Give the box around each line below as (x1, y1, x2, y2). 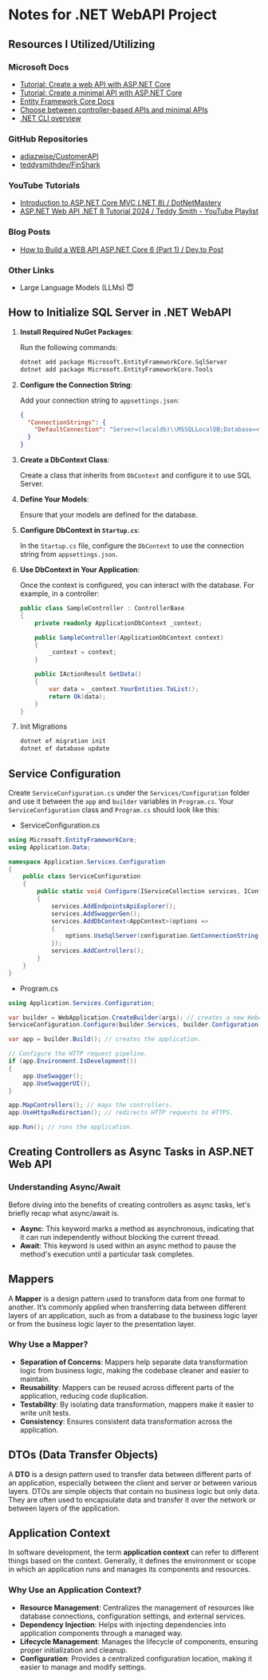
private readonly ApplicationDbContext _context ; (34, 619, 203, 627)
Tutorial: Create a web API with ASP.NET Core (19, 79, 171, 89)
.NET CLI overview (19, 113, 81, 123)
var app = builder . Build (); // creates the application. (8, 1035, 202, 1043)
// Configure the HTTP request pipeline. (8, 1050, 148, 1058)
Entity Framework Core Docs (19, 96, 115, 105)
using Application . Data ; (8, 843, 91, 852)
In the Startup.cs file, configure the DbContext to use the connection (19, 541, 245, 550)
